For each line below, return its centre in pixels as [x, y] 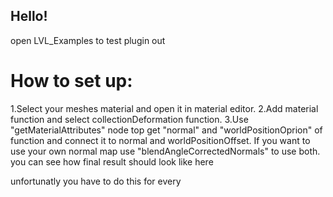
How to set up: [71, 81]
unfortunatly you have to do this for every [96, 181]
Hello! [29, 16]
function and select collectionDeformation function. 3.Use [129, 119]
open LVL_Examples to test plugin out [88, 40]
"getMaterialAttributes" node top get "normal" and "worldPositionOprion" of [166, 130]
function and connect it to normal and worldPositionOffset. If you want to [160, 140]
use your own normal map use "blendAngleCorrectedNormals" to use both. [165, 151]
